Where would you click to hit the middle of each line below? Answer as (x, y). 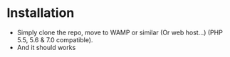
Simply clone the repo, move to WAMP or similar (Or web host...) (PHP (120, 32)
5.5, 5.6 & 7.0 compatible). (55, 39)
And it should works (46, 47)
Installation (41, 13)
